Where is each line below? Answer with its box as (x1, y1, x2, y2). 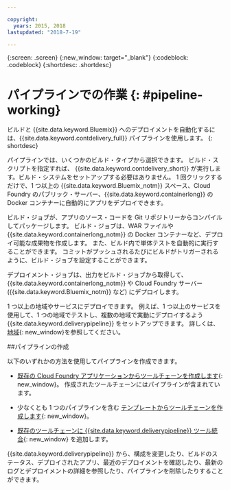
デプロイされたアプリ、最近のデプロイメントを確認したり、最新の (36, 458, 223, 467)
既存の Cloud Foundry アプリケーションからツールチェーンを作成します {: (16, 371, 223, 380)
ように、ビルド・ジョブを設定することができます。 (7, 256, 151, 265)
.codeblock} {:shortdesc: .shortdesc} (7, 61, 112, 69)
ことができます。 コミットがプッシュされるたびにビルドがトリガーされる (12, 247, 219, 256)
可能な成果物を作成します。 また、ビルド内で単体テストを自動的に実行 (12, 239, 213, 247)
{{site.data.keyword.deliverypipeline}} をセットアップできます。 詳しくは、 (7, 319, 220, 328)
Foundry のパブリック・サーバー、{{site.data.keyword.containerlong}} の (7, 190, 214, 199)
